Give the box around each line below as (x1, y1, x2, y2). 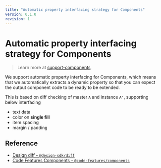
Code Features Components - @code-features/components (12, 158, 130, 164)
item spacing (12, 120, 39, 126)
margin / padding (12, 125, 48, 131)
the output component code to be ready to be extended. (5, 84, 120, 90)
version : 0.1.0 (5, 12, 37, 17)
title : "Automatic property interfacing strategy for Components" (5, 7, 145, 12)
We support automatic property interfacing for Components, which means (5, 74, 157, 80)
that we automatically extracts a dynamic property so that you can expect (5, 80, 156, 85)
